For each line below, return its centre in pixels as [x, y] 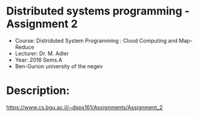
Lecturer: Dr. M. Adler [42, 53]
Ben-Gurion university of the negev [59, 66]
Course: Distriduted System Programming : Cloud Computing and [96, 40]
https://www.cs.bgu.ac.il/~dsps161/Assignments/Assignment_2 [85, 107]
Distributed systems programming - [98, 11]
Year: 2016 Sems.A [38, 60]
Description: [38, 91]
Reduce [24, 47]
